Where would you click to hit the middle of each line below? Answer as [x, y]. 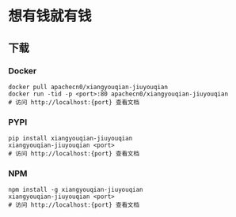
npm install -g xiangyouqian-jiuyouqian [76, 190]
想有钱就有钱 [50, 16]
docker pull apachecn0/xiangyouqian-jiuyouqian [88, 87]
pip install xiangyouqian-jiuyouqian [70, 139]
